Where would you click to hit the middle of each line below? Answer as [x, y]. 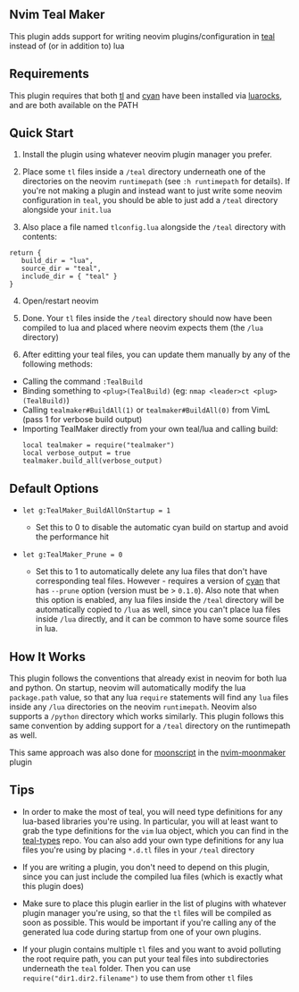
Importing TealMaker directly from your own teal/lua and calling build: [150, 429]
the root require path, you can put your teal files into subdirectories [145, 958]
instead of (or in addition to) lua [67, 46]
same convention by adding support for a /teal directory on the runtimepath [150, 726]
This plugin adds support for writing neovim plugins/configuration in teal [142, 36]
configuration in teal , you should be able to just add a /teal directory [150, 200]
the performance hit [72, 537]
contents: [40, 237]
